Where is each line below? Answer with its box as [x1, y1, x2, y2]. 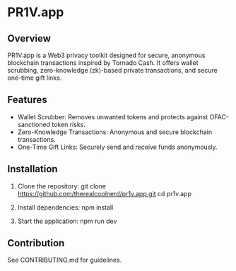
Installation [7, 163, 58, 175]
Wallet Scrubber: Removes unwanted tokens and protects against [17, 112, 208, 121]
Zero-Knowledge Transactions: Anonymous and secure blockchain [17, 128, 213, 136]
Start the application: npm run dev [17, 217, 117, 225]
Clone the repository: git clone [17, 181, 106, 191]
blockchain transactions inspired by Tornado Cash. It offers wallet [7, 59, 199, 67]
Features [7, 94, 47, 106]
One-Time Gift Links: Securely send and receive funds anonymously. [17, 143, 218, 151]
